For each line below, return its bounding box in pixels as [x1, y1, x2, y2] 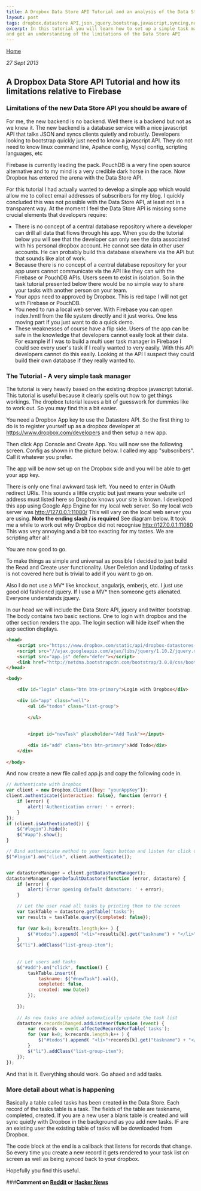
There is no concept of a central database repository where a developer [14, 223, 193, 230]
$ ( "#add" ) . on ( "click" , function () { [17, 965, 109, 971]
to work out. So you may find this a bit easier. [6, 405, 118, 412]
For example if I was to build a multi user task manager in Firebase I [14, 338, 181, 345]
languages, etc [6, 150, 43, 157]
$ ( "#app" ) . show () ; [17, 832, 63, 838]
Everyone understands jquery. [6, 595, 81, 602]
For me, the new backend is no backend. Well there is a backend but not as [6, 118, 191, 125]
